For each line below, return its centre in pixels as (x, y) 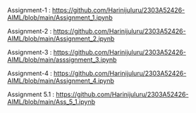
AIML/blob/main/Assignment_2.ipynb (61, 39)
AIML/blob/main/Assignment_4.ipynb (61, 81)
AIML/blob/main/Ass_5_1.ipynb (51, 102)
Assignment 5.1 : (31, 94)
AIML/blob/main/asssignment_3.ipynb (62, 60)
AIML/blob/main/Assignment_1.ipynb (60, 18)
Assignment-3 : (30, 52)
